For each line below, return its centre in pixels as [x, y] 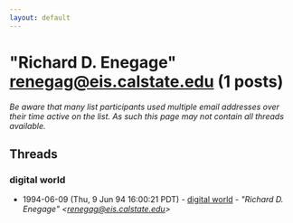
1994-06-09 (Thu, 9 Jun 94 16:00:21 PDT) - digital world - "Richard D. [153, 200]
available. [28, 125]
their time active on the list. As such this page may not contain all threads [147, 116]
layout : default [40, 18]
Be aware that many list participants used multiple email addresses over [145, 107]
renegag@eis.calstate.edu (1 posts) [146, 81]
